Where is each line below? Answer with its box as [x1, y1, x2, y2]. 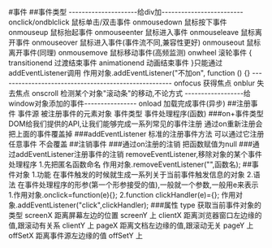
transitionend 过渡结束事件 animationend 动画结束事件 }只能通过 [8, 58, 223, 67]
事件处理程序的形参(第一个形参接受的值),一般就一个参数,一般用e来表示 [24, 180, 259, 189]
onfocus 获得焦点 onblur [173, 78, 256, 88]
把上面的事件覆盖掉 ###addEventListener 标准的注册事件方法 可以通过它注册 [8, 129, 265, 138]
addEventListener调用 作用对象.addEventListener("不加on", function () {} [8, 68, 251, 77]
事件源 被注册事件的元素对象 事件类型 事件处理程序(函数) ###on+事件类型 [17, 109, 264, 118]
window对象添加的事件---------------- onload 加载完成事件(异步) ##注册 [8, 98, 252, 108]
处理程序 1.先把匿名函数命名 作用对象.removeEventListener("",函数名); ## [8, 159, 253, 169]
